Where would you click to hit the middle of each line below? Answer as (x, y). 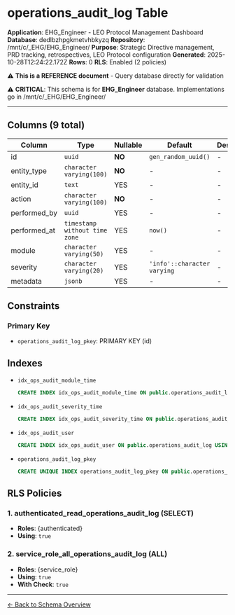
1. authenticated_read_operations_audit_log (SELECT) (101, 513)
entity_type (29, 171)
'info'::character (180, 263)
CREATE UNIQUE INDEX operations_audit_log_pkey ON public (104, 471)
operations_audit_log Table (88, 13)
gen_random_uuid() (180, 157)
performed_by (34, 213)
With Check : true (43, 584)
